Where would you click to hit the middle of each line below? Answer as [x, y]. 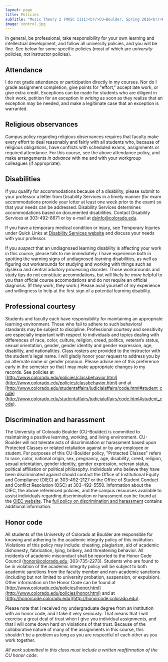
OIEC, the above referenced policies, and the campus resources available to [83, 491]
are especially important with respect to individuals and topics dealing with [82, 335]
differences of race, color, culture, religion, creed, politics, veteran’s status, [82, 340]
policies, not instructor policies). [38, 54]
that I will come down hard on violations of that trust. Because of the [75, 624]
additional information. [28, 507]
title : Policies [22, 15]
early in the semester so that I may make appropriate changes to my [75, 367]
